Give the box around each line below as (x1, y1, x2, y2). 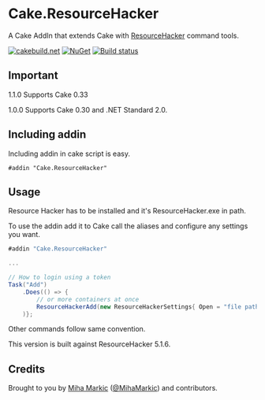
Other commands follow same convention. (8, 324, 146, 334)
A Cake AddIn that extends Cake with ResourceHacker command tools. (8, 31, 239, 40)
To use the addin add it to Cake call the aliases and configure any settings (8, 221, 248, 231)
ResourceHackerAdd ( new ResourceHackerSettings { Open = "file (36, 302, 242, 311)
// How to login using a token (8, 273, 111, 282)
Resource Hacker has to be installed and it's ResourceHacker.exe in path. (8, 206, 247, 216)
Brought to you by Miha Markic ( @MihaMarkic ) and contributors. (8, 383, 218, 393)
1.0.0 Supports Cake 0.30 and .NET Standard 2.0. (8, 105, 168, 114)
